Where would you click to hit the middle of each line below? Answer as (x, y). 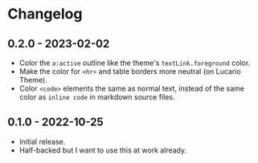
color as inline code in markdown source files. (97, 97)
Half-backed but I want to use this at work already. (103, 150)
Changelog (45, 14)
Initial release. (42, 141)
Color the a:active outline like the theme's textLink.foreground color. (135, 63)
